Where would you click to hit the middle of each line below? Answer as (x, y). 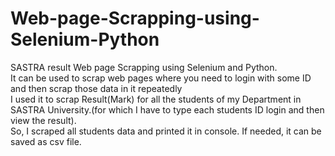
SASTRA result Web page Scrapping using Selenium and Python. (144, 67)
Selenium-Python (85, 39)
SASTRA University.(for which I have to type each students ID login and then (167, 109)
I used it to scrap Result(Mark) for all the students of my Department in (156, 99)
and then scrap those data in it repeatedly (96, 88)
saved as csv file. (46, 141)
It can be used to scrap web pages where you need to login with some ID (161, 78)
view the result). (43, 120)
